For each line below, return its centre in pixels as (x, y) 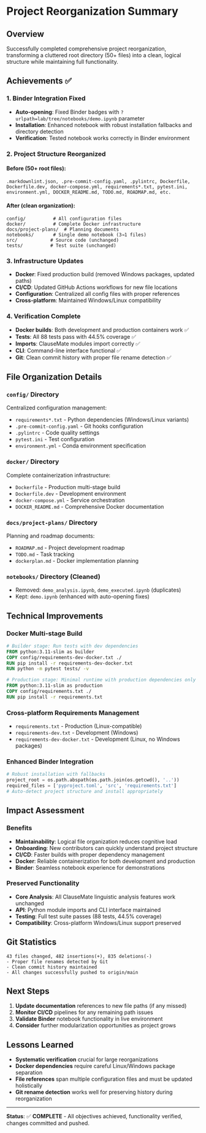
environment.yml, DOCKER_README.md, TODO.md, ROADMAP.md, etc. (89, 192)
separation (29, 1073)
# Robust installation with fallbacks (56, 775)
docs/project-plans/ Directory (52, 522)
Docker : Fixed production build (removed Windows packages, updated (105, 274)
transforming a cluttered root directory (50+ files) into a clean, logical (94, 55)
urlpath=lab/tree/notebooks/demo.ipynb (66, 119)
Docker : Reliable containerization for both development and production (105, 861)
